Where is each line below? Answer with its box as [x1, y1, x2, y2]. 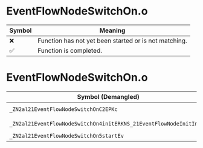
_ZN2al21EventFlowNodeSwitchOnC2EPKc [9, 106, 118, 113]
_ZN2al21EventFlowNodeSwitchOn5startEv [9, 132, 124, 139]
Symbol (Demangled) [77, 92, 140, 101]
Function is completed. [37, 46, 103, 55]
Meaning [99, 26, 126, 35]
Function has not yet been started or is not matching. [37, 36, 187, 45]
